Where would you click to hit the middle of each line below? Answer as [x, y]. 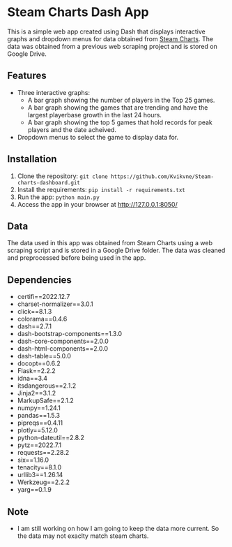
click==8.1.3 [34, 312]
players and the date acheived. [72, 129]
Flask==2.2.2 [36, 371]
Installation [32, 159]
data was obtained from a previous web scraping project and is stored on [112, 46]
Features [27, 76]
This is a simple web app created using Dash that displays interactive [106, 31]
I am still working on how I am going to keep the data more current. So [118, 528]
